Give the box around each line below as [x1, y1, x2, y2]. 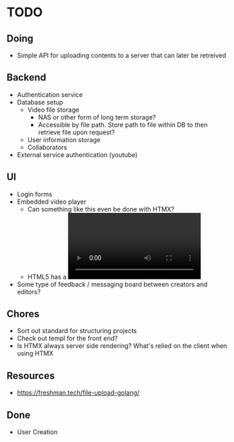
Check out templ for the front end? [16, 334, 118, 343]
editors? [16, 287, 41, 296]
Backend [6, 71, 47, 83]
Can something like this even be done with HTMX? [27, 204, 175, 213]
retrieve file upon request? [37, 128, 115, 136]
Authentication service [16, 90, 83, 99]
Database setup [16, 98, 64, 106]
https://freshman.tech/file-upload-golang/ [16, 388, 140, 397]
